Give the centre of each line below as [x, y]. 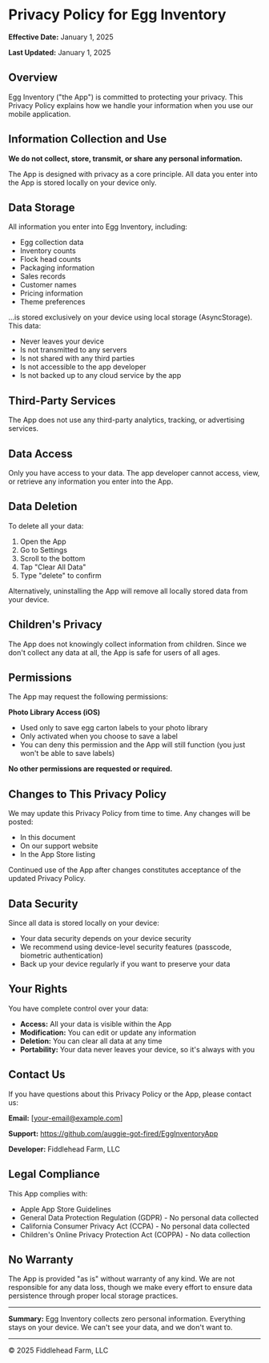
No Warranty [41, 1259]
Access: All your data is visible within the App [96, 1023]
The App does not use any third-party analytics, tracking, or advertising [126, 420]
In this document [48, 838]
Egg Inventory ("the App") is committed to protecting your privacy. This [126, 97]
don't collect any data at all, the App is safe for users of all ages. [114, 652]
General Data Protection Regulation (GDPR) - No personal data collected [139, 1217]
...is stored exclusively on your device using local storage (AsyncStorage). [130, 317]
